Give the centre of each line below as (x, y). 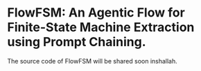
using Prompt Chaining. (77, 42)
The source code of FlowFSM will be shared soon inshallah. (93, 61)
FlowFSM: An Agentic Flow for (96, 13)
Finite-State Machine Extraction (101, 27)
